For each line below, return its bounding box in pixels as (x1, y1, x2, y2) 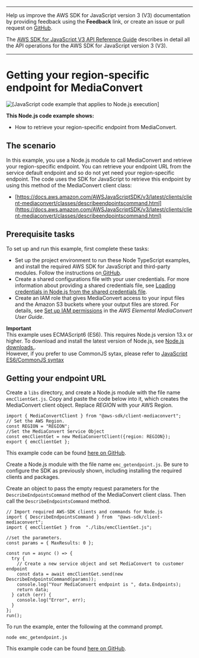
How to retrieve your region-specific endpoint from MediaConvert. (14, 123, 177, 130)
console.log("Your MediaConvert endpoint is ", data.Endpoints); (17, 582, 182, 587)
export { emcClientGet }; (6, 439, 70, 445)
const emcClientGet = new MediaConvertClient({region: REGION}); (6, 434, 171, 440)
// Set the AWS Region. (6, 419, 65, 424)
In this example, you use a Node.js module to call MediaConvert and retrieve (6, 156, 192, 164)
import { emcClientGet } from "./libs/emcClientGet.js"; (6, 525, 152, 531)
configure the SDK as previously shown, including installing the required (6, 467, 182, 474)
